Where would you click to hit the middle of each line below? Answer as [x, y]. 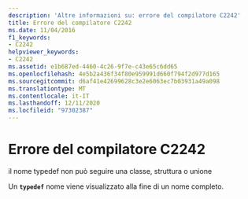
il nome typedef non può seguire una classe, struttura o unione [110, 171]
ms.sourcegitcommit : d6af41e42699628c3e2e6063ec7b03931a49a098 [114, 81]
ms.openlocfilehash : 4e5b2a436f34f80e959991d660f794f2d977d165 [114, 74]
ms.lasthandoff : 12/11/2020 [54, 103]
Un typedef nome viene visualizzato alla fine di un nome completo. [116, 186]
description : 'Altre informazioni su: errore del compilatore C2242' [125, 15]
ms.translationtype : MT [47, 88]
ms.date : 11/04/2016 [42, 30]
